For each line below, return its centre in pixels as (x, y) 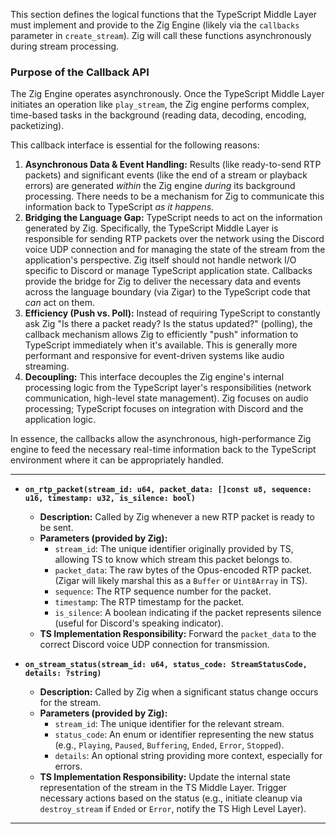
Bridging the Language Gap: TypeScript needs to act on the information (173, 218)
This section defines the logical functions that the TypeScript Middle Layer (164, 14)
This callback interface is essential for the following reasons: (135, 145)
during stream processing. (65, 46)
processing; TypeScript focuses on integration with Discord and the (164, 409)
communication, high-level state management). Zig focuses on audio (166, 398)
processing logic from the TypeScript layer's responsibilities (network (168, 388)
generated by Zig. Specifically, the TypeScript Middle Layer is (151, 228)
